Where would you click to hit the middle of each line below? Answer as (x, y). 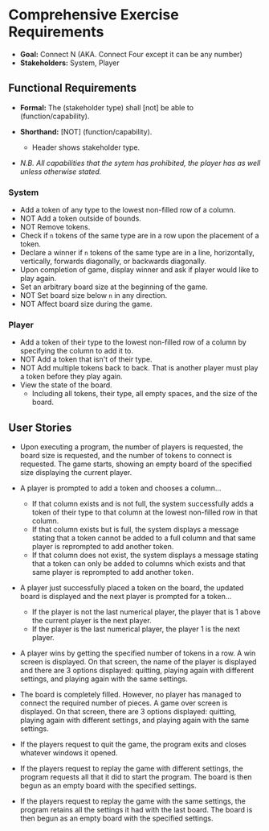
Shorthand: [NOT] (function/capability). (86, 131)
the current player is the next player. (92, 621)
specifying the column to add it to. (77, 351)
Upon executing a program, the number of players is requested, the (131, 447)
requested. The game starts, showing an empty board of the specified (136, 464)
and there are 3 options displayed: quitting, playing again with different (137, 671)
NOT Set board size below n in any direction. (94, 296)
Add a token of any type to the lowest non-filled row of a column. (128, 210)
